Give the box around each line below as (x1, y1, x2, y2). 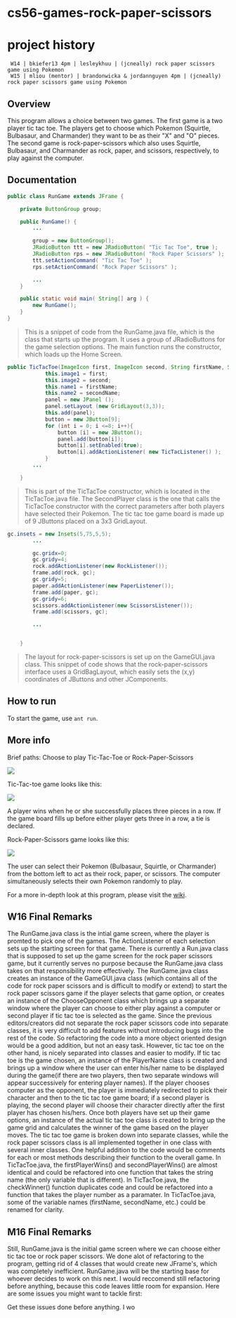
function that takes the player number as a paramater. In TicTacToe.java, (7, 1191, 216, 1199)
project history (7, 37, 96, 53)
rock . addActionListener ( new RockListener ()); (32, 563, 169, 570)
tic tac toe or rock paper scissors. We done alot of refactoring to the (7, 1252, 204, 1260)
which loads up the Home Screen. (24, 350, 123, 358)
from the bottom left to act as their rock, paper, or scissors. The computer (7, 869, 221, 877)
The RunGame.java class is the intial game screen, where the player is (7, 929, 210, 938)
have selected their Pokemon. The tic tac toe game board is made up (24, 509, 225, 518)
